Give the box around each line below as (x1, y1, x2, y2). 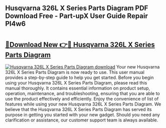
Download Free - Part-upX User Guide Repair (5, 12, 148, 20)
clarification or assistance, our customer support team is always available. (5, 117, 158, 123)
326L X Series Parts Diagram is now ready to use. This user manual (5, 69, 144, 75)
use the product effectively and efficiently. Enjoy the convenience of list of (5, 96, 159, 101)
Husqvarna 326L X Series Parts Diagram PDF (5, 4, 148, 12)
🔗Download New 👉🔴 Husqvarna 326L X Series (5, 40, 155, 49)
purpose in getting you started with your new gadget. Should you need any (5, 112, 160, 117)
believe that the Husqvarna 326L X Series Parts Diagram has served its (5, 106, 152, 112)
